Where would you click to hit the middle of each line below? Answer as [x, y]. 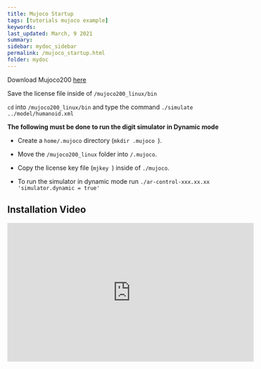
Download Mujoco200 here [47, 80]
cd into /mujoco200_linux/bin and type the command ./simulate [100, 107]
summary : [20, 40]
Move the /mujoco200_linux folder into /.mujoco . [87, 154]
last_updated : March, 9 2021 [50, 33]
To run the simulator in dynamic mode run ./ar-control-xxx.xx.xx [113, 181]
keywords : [22, 27]
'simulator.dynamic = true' [58, 188]
